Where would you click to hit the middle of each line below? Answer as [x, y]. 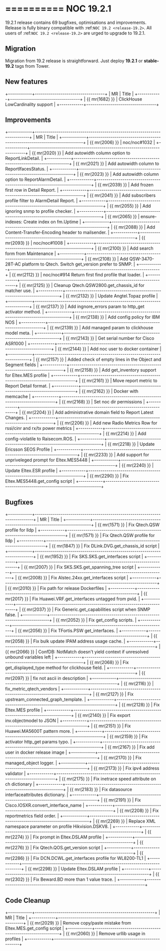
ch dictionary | [20, 784]
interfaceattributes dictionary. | [37, 795]
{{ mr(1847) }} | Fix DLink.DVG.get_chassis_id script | [106, 546]
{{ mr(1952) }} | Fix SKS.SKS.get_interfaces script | [91, 556]
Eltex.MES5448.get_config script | [40, 481]
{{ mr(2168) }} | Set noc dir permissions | [103, 402]
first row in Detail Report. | [32, 190]
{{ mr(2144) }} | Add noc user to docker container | [110, 349]
